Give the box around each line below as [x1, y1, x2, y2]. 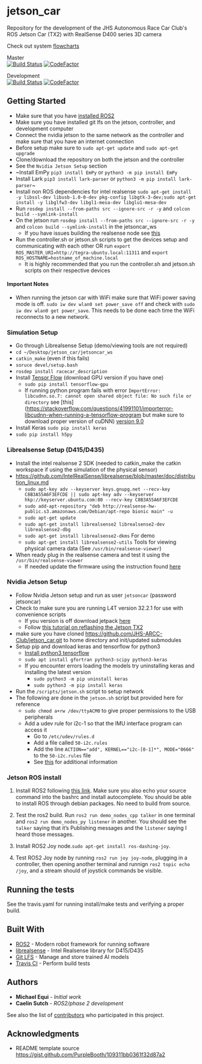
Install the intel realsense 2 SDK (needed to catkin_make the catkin [15, 459, 181, 467]
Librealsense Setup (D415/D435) [7, 445, 105, 454]
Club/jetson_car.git [15, 636, 63, 643]
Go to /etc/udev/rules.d [33, 732, 95, 740]
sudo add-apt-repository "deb [24, 503, 101, 509]
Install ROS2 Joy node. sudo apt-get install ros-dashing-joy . [15, 843, 171, 850]
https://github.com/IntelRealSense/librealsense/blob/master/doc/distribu [15, 472, 196, 479]
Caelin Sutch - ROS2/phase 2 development [15, 999, 124, 1007]
